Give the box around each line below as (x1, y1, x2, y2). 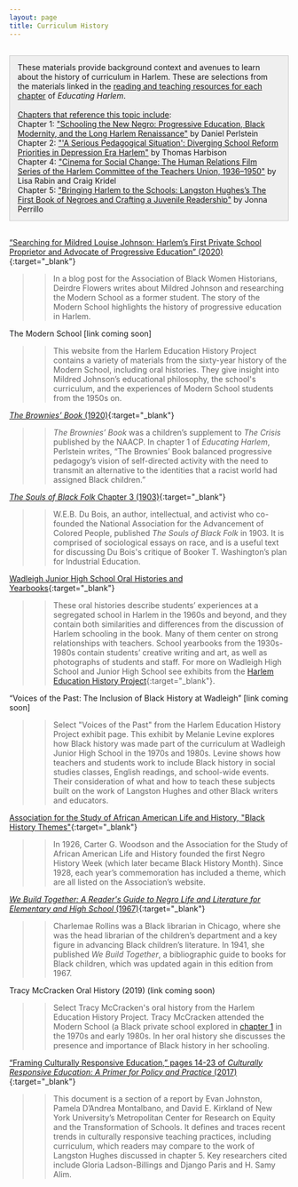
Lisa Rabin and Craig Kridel (17, 175, 117, 186)
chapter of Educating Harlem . (17, 90, 126, 100)
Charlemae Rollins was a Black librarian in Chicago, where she (52, 920, 281, 931)
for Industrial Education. (52, 556, 141, 566)
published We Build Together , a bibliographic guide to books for (52, 949, 286, 959)
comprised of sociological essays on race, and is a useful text (52, 537, 279, 548)
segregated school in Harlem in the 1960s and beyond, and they (52, 609, 287, 620)
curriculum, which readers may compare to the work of (52, 1140, 255, 1151)
